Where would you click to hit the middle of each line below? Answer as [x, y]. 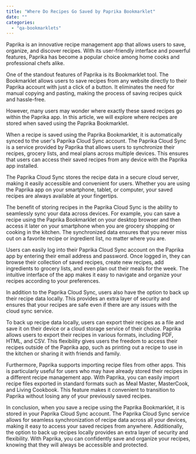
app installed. [23, 166]
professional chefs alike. [35, 63]
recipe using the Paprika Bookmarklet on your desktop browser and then [94, 220]
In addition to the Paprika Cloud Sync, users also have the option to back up [97, 292]
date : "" [17, 17]
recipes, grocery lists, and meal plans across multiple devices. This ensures [97, 154]
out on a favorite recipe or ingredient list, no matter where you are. [86, 239]
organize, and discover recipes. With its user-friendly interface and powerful [98, 51]
